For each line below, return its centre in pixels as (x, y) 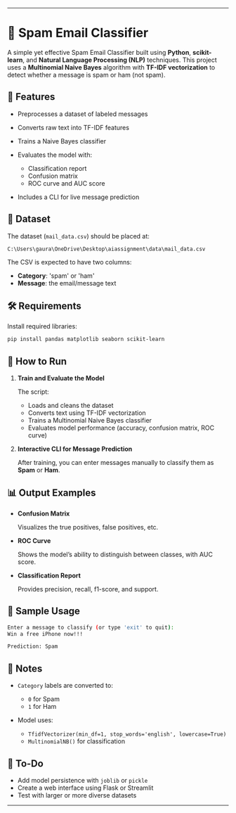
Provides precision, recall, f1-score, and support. (88, 589)
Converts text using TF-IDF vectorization (87, 413)
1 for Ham (42, 707)
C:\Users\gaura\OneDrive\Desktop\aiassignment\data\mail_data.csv (106, 249)
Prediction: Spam (33, 647)
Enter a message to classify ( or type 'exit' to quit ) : (91, 627)
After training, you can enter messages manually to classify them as (116, 463)
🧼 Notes (25, 668)
